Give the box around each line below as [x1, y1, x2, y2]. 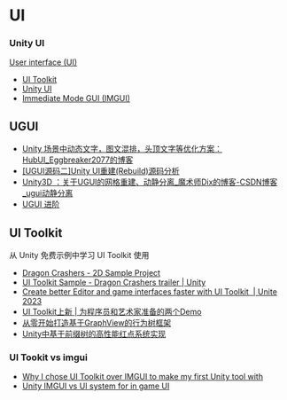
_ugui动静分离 [21, 188, 74, 199]
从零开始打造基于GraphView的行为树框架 [21, 318, 171, 328]
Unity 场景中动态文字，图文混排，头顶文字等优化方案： [21, 144, 223, 154]
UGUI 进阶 [21, 199, 60, 209]
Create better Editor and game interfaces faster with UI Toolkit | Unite [21, 286, 277, 297]
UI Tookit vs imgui [9, 351, 89, 364]
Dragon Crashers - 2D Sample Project [21, 268, 161, 278]
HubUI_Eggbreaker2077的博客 [21, 154, 134, 165]
